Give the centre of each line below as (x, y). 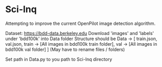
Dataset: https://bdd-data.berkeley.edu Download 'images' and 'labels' (80, 33)
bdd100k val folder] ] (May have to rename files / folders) (65, 49)
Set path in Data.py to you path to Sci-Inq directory (59, 59)
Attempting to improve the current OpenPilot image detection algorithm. (80, 23)
